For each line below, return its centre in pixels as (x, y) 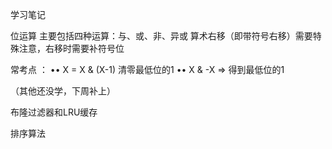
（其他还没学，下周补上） (63, 91)
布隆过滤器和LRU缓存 (54, 112)
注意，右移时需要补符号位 (71, 48)
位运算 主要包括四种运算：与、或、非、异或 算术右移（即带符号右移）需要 (161, 36)
